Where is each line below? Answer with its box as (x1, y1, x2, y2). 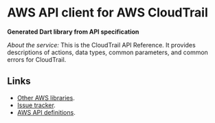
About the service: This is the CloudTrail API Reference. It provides (7, 41, 196, 49)
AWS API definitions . (16, 108, 76, 116)
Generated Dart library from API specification (7, 27, 139, 36)
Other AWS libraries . (16, 93, 76, 102)
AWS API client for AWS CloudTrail (7, 5, 208, 21)
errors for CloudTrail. (7, 55, 67, 63)
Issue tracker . (16, 101, 56, 109)
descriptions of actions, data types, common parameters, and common (7, 48, 208, 56)
